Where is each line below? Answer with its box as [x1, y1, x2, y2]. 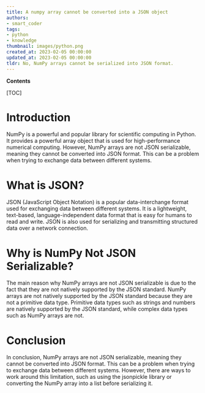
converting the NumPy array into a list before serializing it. [6, 380, 153, 387]
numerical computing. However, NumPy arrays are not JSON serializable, [6, 143, 191, 151]
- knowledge [6, 37, 37, 44]
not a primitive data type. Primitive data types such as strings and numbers [6, 299, 196, 307]
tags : [6, 26, 20, 32]
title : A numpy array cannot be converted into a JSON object [6, 9, 168, 15]
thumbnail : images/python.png [6, 44, 84, 50]
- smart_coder [6, 20, 43, 26]
